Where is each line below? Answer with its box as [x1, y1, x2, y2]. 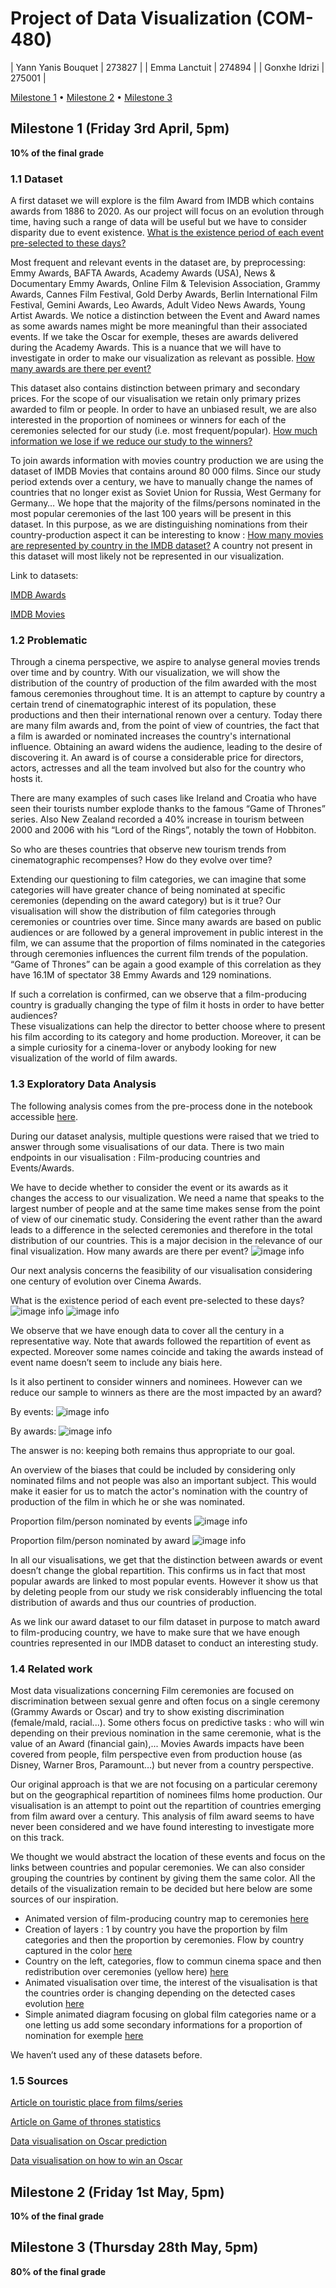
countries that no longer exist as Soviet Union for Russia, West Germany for [10, 487, 322, 499]
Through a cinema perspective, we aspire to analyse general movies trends [10, 656, 321, 668]
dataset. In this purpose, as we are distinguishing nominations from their [10, 518, 308, 531]
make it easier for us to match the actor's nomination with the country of [10, 1485, 308, 1497]
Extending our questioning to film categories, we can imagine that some [10, 873, 307, 886]
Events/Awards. [10, 1162, 75, 1174]
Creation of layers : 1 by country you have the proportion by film [24, 1923, 288, 1935]
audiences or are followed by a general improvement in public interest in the [10, 927, 324, 939]
